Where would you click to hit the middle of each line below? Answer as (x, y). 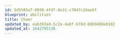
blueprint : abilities (28, 15)
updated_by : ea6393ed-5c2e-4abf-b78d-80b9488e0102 (60, 24)
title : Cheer (19, 19)
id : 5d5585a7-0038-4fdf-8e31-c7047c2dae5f (51, 10)
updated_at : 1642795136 (30, 29)
